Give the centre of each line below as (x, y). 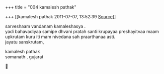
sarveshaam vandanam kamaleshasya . (45, 26)
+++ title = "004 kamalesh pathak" (41, 7)
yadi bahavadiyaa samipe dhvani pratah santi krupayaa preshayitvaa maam (82, 31)
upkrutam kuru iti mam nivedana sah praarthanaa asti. (60, 37)
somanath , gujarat (24, 57)
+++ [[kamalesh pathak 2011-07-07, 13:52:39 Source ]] (60, 17)
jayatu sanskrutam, (25, 42)
